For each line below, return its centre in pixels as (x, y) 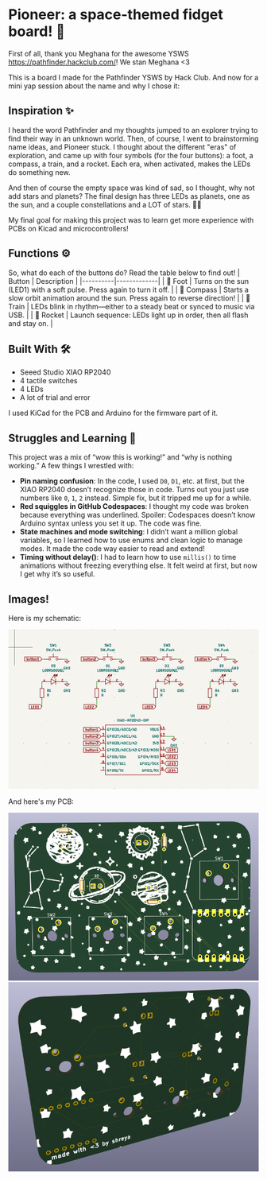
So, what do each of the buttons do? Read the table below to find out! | (124, 273)
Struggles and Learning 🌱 (72, 438)
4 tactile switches (48, 381)
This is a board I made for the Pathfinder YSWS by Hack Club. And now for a (133, 77)
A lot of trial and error (55, 398)
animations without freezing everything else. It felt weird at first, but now (139, 565)
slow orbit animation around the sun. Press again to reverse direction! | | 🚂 (130, 298)
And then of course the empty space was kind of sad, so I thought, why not (132, 188)
